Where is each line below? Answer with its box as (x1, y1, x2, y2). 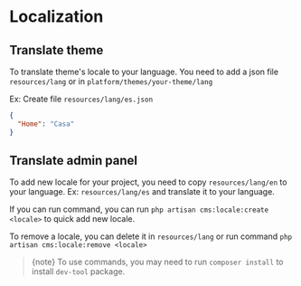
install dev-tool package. (31, 266, 126, 277)
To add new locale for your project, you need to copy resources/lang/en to (9, 176, 287, 187)
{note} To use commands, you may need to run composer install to (31, 256, 284, 268)
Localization (9, 6, 104, 27)
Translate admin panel (9, 153, 138, 168)
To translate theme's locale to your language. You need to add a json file (9, 66, 278, 77)
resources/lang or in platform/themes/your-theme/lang (9, 76, 213, 87)
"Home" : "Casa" (17, 119, 75, 129)
